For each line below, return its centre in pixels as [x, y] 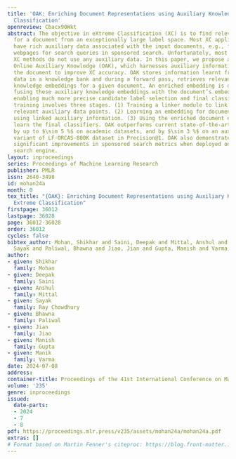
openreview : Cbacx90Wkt [42, 27]
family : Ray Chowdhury [47, 307]
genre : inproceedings [39, 392]
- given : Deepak [31, 274]
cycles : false [28, 236]
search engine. [36, 151]
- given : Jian [28, 327]
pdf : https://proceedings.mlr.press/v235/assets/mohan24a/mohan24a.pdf [114, 431]
